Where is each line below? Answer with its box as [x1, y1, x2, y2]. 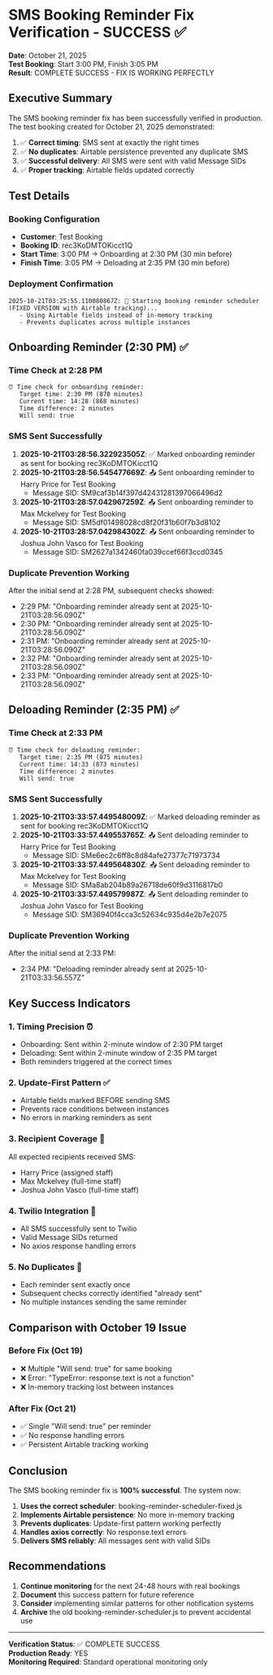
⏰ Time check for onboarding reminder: [8, 383, 145, 392]
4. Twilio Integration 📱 [8, 1205, 97, 1216]
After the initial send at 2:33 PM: [8, 948, 116, 958]
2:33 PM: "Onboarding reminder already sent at [19, 670, 180, 681]
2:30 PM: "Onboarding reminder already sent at [19, 619, 180, 629]
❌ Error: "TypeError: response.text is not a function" [19, 1373, 195, 1383]
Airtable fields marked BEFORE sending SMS [19, 1096, 171, 1106]
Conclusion [8, 1464, 68, 1478]
